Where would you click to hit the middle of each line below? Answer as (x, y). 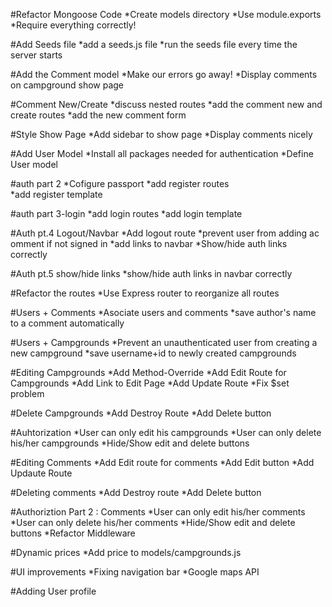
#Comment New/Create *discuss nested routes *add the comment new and (166, 104)
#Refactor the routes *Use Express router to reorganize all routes (145, 293)
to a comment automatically (67, 323)
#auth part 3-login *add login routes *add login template (126, 213)
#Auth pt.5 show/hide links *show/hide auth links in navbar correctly (151, 273)
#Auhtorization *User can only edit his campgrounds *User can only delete (166, 432)
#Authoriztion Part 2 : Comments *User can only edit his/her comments (158, 512)
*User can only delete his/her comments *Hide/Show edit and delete (153, 522)
